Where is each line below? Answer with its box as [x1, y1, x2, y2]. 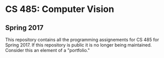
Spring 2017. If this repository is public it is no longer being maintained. [5, 42, 152, 48]
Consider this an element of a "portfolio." [5, 47, 90, 53]
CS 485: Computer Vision [5, 3, 114, 15]
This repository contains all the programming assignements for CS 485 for [5, 36, 159, 42]
